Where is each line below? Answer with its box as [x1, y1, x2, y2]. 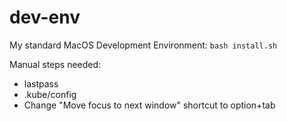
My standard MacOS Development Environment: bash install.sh [9, 39, 278, 51]
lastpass [23, 77, 59, 90]
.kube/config [23, 88, 77, 100]
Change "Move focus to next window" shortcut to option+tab [23, 99, 276, 111]
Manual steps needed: [9, 58, 102, 70]
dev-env [9, 6, 81, 29]
